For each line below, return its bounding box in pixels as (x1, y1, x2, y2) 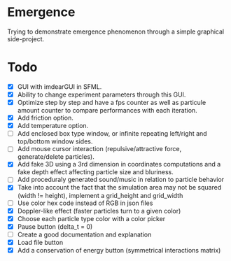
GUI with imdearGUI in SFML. (17, 82, 102, 91)
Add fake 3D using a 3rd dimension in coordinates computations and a (17, 160, 221, 169)
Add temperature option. (17, 122, 89, 130)
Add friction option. (17, 113, 73, 122)
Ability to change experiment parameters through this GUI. (17, 90, 186, 99)
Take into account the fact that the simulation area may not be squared (17, 183, 222, 192)
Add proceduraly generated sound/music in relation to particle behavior (17, 176, 225, 184)
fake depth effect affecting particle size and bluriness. (17, 168, 174, 176)
